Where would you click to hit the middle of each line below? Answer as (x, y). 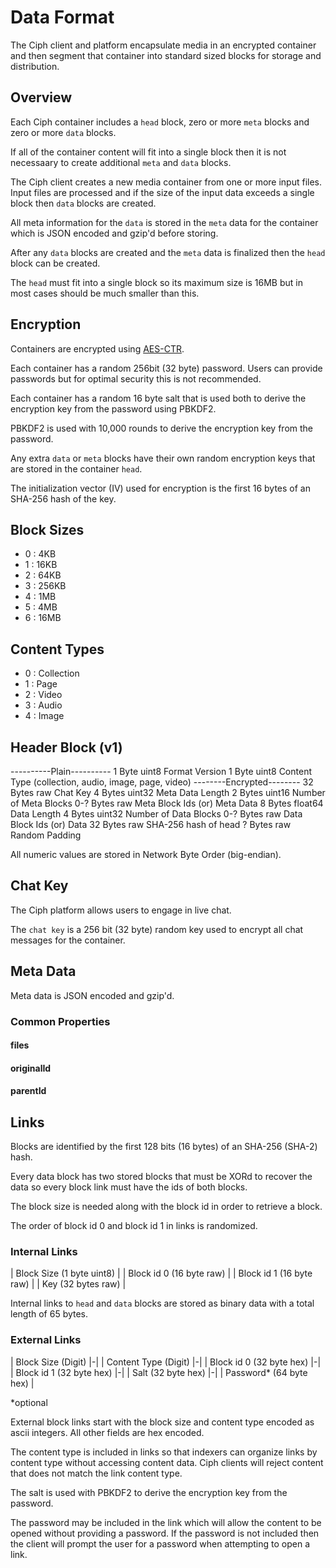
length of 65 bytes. (49, 1314)
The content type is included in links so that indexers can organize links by (164, 1452)
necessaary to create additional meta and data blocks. (121, 162)
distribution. (35, 66)
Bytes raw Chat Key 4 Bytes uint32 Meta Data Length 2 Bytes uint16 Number (168, 792)
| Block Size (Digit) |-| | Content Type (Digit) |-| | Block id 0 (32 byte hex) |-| (166, 1362)
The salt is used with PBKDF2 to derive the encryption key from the (149, 1492)
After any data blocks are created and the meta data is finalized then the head (168, 252)
